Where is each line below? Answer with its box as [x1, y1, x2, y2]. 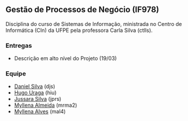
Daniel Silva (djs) [14, 83, 56, 90]
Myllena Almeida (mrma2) [14, 102, 77, 109]
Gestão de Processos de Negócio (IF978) [5, 5, 160, 15]
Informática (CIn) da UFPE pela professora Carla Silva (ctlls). [5, 27, 153, 34]
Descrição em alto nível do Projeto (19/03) [14, 55, 117, 62]
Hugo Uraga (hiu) [14, 89, 57, 96]
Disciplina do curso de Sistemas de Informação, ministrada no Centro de [5, 20, 182, 27]
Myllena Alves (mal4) [14, 108, 66, 115]
